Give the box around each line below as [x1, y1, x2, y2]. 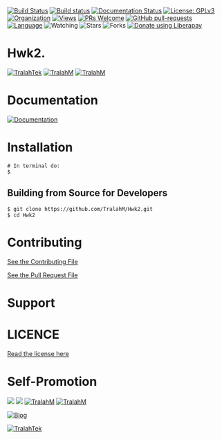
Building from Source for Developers [7, 187, 168, 199]
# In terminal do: [7, 162, 60, 169]
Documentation [7, 93, 99, 109]
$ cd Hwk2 [7, 212, 36, 218]
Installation [7, 140, 73, 156]
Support [7, 295, 55, 310]
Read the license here [7, 349, 69, 357]
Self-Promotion [7, 373, 98, 389]
